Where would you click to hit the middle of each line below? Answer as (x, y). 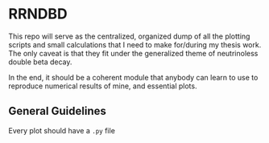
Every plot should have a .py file (62, 130)
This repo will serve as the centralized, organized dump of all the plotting (129, 36)
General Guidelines (57, 111)
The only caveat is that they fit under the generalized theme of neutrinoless (133, 53)
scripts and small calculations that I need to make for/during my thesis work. (135, 44)
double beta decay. (40, 62)
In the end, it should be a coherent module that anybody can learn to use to (133, 77)
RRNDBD (38, 14)
